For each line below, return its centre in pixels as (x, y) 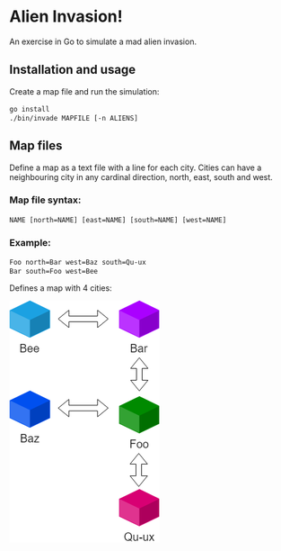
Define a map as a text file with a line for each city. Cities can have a (136, 167)
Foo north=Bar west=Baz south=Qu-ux (78, 263)
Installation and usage (73, 70)
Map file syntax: (45, 200)
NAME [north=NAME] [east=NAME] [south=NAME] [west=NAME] (118, 220)
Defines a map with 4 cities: (61, 288)
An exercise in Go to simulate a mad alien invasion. (103, 41)
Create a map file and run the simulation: (84, 91)
